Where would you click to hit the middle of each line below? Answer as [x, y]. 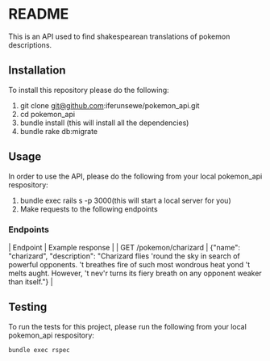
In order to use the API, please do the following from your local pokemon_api [135, 176]
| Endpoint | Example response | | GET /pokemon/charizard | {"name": [124, 247]
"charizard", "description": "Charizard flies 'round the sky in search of [124, 256]
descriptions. [30, 44]
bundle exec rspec [39, 350]
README [39, 14]
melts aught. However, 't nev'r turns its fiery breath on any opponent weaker [135, 273]
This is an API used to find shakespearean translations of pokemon [119, 36]
